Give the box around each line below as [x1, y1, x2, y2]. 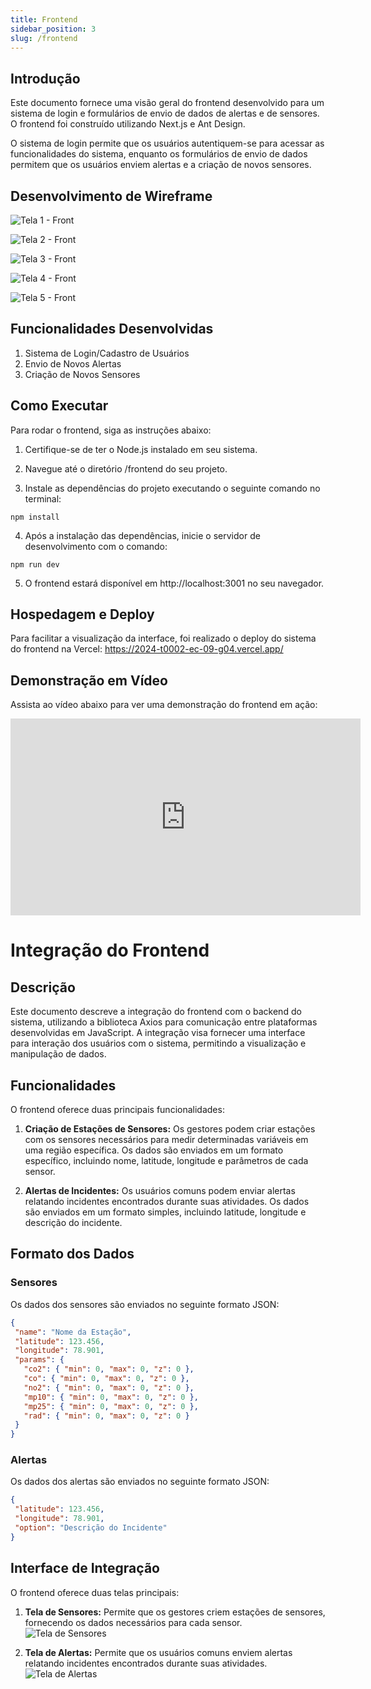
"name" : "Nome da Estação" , [14, 1327, 132, 1337]
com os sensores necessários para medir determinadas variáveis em [24, 1134, 309, 1146]
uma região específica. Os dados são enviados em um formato [24, 1144, 284, 1156]
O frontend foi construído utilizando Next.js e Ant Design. [10, 118, 246, 130]
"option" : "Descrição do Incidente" [14, 1523, 168, 1533]
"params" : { [14, 1355, 65, 1365]
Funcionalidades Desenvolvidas [10, 321, 214, 338]
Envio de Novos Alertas [24, 357, 122, 370]
